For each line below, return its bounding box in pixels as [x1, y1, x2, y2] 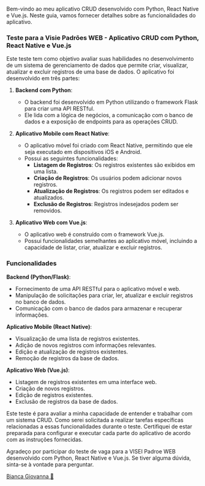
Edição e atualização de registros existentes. [15, 348, 129, 355]
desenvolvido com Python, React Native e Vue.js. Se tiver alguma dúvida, [6, 454, 192, 461]
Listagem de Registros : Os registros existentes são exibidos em [33, 161, 195, 169]
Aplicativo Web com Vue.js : [15, 219, 88, 226]
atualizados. [33, 194, 64, 201]
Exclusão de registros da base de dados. [15, 398, 118, 405]
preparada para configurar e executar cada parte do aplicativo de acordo [6, 429, 191, 436]
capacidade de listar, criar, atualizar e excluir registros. [24, 244, 163, 251]
